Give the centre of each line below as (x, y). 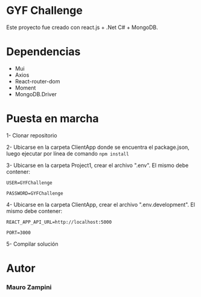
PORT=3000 (19, 233)
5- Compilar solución (32, 244)
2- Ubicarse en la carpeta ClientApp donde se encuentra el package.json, (98, 147)
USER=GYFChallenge (29, 183)
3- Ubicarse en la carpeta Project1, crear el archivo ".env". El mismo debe (97, 165)
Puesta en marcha (53, 119)
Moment (25, 88)
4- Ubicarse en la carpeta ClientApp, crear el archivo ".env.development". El (101, 204)
